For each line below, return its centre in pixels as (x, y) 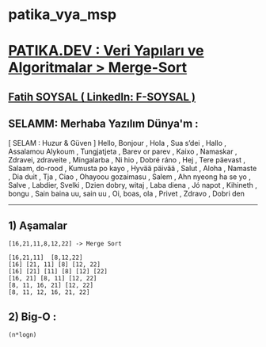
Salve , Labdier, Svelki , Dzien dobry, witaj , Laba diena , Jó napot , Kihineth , (133, 185)
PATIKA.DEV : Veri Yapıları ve (106, 51)
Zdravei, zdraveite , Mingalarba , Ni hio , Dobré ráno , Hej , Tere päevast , (127, 159)
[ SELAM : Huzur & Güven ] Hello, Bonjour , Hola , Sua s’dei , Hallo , (118, 143)
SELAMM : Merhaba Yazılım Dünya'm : (104, 124)
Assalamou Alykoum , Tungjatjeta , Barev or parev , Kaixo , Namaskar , (123, 151)
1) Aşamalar (38, 225)
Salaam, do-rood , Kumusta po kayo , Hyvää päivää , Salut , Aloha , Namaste (133, 168)
